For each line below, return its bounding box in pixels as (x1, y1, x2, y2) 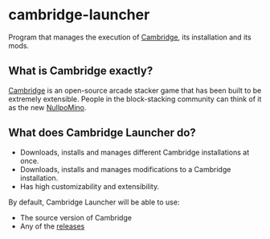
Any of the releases (19, 221, 85, 231)
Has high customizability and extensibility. (19, 181, 159, 191)
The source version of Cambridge (19, 212, 133, 222)
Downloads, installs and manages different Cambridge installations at (19, 147, 250, 157)
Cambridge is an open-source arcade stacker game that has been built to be (8, 85, 262, 95)
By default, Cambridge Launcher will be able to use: (8, 197, 180, 207)
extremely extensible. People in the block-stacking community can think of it (8, 94, 262, 104)
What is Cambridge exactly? (8, 64, 153, 78)
